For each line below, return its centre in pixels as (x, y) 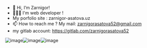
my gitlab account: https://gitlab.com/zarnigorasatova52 (71, 31)
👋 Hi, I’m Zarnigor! (31, 8)
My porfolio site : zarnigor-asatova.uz (51, 18)
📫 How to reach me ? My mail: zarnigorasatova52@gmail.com (77, 24)
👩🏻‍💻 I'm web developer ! (38, 13)
